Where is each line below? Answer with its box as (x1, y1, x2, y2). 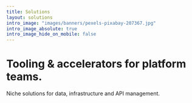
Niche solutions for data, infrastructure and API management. (6, 90, 160, 97)
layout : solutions (6, 14, 53, 20)
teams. (6, 70, 43, 84)
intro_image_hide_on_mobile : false (6, 31, 97, 37)
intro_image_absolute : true (6, 25, 78, 32)
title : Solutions (6, 8, 50, 15)
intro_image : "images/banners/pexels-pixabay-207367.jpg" (6, 20, 156, 26)
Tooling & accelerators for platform (6, 57, 187, 71)
